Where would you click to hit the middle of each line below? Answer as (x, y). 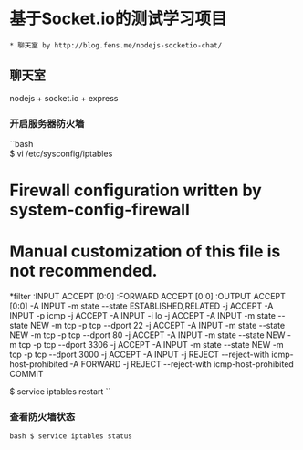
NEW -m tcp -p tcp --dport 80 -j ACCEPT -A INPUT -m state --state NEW (147, 335)
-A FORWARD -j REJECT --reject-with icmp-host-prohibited (182, 364)
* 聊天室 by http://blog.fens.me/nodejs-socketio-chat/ (116, 45)
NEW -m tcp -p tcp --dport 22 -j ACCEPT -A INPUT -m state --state (158, 326)
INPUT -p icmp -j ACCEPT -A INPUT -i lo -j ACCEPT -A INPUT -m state (143, 316)
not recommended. (84, 271)
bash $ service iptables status (71, 436)
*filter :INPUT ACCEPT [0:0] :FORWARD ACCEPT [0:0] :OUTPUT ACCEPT (147, 297)
